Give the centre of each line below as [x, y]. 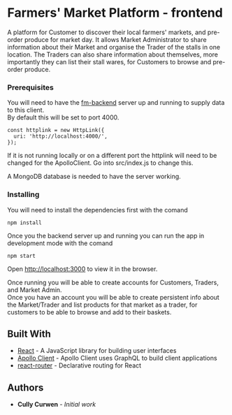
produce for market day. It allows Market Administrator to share [116, 39]
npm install [24, 223]
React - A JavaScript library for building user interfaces [97, 351]
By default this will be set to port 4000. [63, 117]
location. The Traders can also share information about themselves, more [113, 54]
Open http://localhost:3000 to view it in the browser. [82, 269]
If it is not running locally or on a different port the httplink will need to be [112, 156]
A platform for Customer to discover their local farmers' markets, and [107, 32]
